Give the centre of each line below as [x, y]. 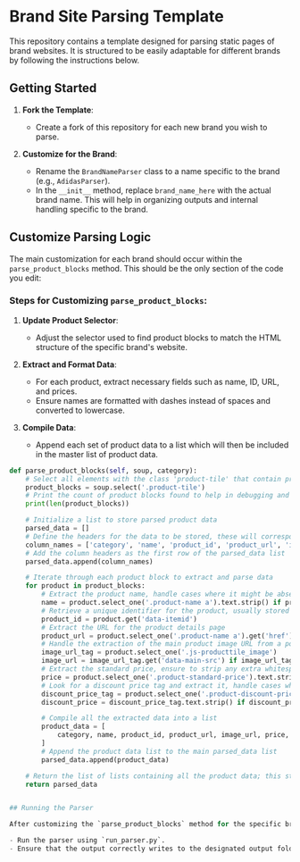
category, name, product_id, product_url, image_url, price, [173, 735]
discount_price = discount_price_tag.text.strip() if [143, 702]
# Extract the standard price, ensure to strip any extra [151, 669]
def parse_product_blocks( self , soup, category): [104, 471]
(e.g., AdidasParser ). [73, 180]
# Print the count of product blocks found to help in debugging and [158, 496]
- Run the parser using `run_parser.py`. [87, 841]
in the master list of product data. [97, 454]
